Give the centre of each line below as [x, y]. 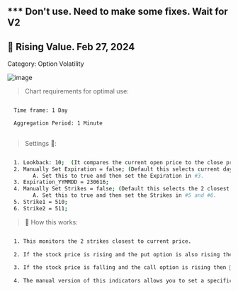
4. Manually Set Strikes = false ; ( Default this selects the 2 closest [122, 189]
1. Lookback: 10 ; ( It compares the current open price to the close [118, 162]
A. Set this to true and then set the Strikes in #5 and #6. [125, 195]
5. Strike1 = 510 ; [41, 202]
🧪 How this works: [51, 222]
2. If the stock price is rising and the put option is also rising [117, 254]
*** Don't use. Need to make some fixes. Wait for [118, 12]
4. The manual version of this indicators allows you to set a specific [123, 281]
